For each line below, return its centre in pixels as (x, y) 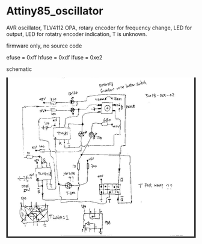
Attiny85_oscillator (55, 11)
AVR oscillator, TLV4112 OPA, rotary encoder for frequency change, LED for (99, 28)
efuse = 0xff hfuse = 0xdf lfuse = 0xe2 (54, 57)
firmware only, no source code (44, 46)
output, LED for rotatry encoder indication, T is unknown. (77, 34)
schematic (19, 69)
